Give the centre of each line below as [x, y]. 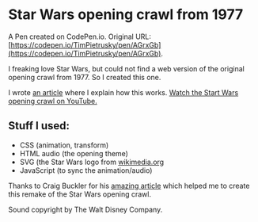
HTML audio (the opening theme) [74, 153]
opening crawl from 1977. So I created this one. [85, 77]
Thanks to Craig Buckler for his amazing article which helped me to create [129, 186]
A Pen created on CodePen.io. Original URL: [80, 36]
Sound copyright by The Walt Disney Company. [85, 209]
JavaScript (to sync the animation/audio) [86, 170]
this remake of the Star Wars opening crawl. [80, 194]
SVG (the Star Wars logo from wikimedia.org [92, 162]
